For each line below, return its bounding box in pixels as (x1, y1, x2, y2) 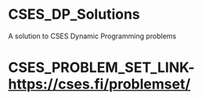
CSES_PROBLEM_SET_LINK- (8, 59, 195, 77)
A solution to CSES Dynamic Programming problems (8, 31, 177, 41)
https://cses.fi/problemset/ (8, 76, 191, 93)
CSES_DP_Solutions (8, 5, 141, 23)
